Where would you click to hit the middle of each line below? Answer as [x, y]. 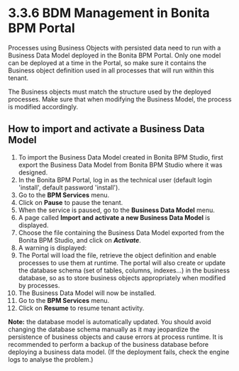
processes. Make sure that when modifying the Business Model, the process [120, 99]
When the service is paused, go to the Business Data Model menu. [117, 210]
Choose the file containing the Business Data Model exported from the [121, 233]
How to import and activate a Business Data [106, 129]
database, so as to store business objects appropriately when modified [122, 277]
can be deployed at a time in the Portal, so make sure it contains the [107, 62]
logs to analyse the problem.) [51, 359]
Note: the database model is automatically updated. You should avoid [110, 321]
